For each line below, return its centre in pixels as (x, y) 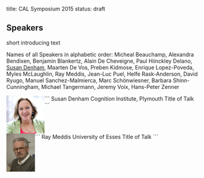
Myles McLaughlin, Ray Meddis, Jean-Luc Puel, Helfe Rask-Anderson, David (102, 74)
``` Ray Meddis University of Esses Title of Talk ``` (97, 137)
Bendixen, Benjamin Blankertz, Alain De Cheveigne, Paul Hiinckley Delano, (100, 61)
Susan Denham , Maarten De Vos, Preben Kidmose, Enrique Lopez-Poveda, (100, 67)
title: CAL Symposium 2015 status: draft (56, 9)
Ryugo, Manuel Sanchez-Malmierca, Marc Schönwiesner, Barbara (89, 80)
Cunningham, (23, 87)
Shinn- (181, 80)
